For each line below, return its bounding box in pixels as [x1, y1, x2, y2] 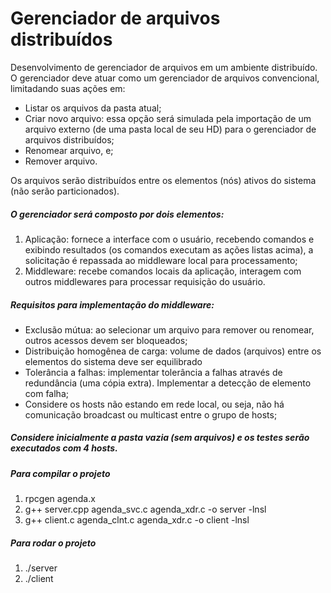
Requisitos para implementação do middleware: [10, 298, 215, 311]
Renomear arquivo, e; [24, 144, 114, 156]
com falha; [24, 387, 69, 399]
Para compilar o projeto [10, 467, 111, 479]
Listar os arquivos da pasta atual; [24, 102, 162, 114]
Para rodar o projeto [10, 537, 97, 549]
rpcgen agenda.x [24, 493, 96, 505]
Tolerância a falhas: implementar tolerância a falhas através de [24, 366, 283, 378]
